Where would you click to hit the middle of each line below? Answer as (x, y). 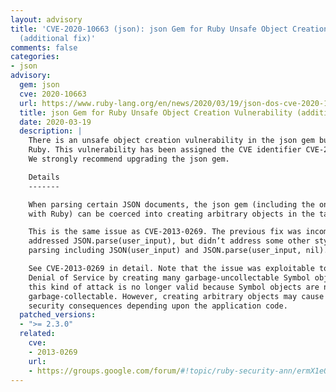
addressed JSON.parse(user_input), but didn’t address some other (169, 241)
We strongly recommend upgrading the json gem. (129, 159)
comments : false (44, 47)
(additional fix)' (58, 38)
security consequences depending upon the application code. (158, 306)
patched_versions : (58, 315)
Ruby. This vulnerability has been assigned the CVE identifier (165, 150)
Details (44, 177)
